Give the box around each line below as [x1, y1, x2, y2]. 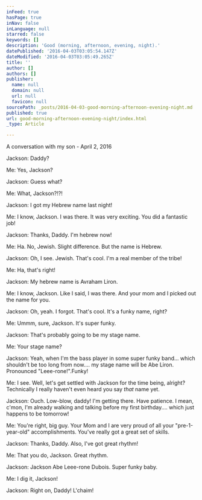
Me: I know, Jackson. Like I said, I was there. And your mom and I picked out [6, 290, 197, 297]
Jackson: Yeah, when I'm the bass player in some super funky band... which [6, 354, 195, 362]
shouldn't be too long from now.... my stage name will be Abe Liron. [6, 361, 174, 368]
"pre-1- [175, 422, 194, 429]
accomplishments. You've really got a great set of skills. [31, 428, 170, 435]
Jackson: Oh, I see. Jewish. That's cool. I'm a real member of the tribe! [6, 255, 182, 262]
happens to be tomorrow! [6, 410, 69, 417]
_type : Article [6, 121, 45, 127]
